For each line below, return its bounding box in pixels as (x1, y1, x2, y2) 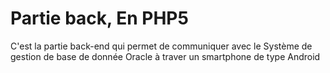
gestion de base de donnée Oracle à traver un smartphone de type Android (10, 50, 321, 62)
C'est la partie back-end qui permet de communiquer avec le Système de (10, 40, 313, 52)
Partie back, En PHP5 (10, 7, 189, 30)
